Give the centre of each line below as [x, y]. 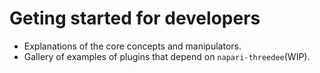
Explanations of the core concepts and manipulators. [132, 46]
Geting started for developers [135, 18]
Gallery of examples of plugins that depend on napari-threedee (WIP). [167, 56]
